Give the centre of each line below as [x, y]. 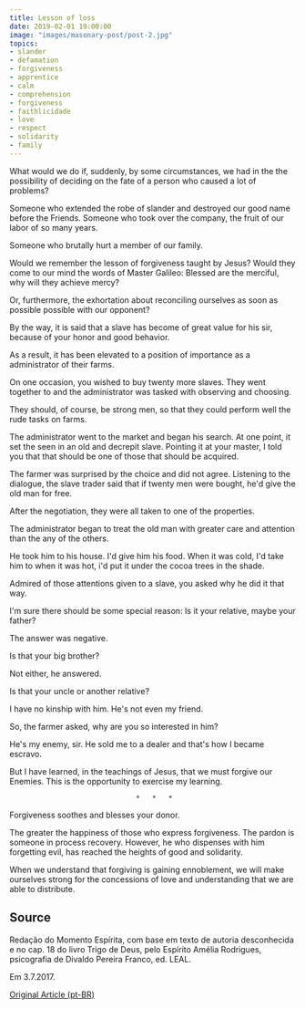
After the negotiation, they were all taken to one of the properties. [132, 511]
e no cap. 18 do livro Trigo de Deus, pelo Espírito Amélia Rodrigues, [136, 949]
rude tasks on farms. [48, 419]
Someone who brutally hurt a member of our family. [106, 245]
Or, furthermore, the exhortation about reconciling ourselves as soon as [144, 300]
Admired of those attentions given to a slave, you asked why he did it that [147, 583]
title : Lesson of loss [52, 18]
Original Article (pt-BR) [52, 994]
